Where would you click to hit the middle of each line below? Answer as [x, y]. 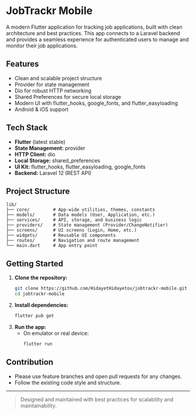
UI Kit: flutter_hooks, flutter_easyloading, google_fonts [80, 167]
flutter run [38, 344]
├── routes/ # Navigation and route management [73, 241]
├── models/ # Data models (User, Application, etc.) [81, 215]
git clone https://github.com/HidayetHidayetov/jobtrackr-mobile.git [101, 289]
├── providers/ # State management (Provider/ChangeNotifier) [87, 225]
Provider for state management [52, 84]
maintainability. [38, 406]
